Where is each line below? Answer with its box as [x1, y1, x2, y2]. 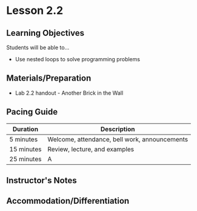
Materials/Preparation [6, 73, 92, 84]
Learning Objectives [6, 28, 85, 38]
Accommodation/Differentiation [6, 196, 130, 206]
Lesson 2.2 [6, 4, 64, 18]
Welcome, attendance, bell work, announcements [47, 135, 189, 143]
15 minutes [9, 145, 42, 153]
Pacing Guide [6, 107, 58, 117]
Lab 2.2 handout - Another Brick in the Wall [15, 89, 124, 96]
